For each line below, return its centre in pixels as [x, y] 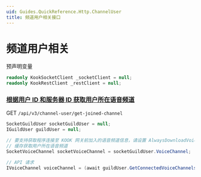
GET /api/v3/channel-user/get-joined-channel [65, 113]
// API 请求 [20, 162]
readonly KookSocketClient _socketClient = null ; [69, 78]
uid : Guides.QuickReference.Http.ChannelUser [64, 12]
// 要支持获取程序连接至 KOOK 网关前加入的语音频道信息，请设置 [76, 141]
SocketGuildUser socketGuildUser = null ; [59, 124]
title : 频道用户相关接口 [33, 17]
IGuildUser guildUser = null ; [44, 130]
